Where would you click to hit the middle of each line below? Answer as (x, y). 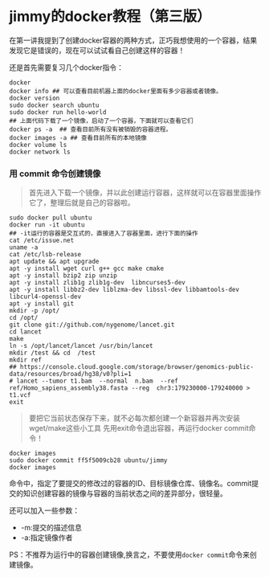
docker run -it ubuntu (47, 225)
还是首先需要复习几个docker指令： (66, 67)
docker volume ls (38, 145)
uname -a (24, 248)
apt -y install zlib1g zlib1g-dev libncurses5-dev (97, 283)
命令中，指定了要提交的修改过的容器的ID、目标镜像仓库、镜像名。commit (130, 484)
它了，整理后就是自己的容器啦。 (82, 203)
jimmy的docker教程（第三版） (110, 16)
